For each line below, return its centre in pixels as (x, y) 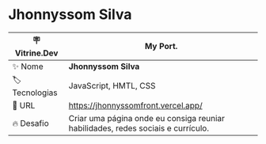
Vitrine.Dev (36, 53)
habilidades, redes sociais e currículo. (139, 128)
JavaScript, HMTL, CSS (112, 86)
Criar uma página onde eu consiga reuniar (147, 118)
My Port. (161, 47)
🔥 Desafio (30, 123)
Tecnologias (35, 93)
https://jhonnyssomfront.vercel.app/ (136, 105)
